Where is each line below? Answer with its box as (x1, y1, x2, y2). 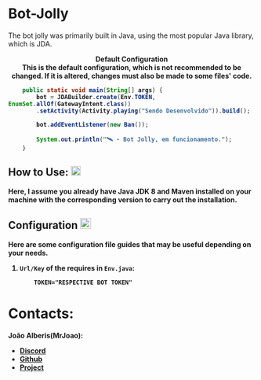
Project (19, 363, 45, 372)
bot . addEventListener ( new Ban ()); (36, 120, 149, 128)
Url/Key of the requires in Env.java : (19, 263, 135, 272)
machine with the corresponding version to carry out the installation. (8, 194, 237, 205)
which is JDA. (8, 39, 53, 48)
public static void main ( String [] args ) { (22, 86, 163, 94)
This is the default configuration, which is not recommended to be (22, 62, 241, 72)
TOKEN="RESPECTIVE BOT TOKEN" (34, 279, 132, 286)
